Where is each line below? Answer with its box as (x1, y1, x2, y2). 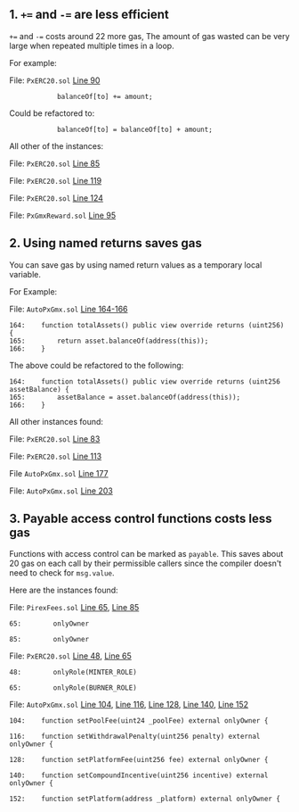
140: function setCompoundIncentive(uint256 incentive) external (9, 771, 269, 780)
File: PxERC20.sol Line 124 (9, 192, 104, 203)
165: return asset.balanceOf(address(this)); (9, 336, 209, 345)
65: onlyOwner (9, 619, 90, 628)
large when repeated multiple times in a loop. (9, 40, 175, 51)
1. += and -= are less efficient (9, 7, 169, 22)
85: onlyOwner (9, 635, 90, 644)
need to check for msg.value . (9, 568, 115, 578)
